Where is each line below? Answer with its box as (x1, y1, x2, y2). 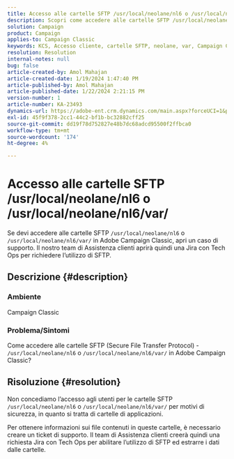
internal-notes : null (7, 56, 70, 63)
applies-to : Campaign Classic (7, 36, 95, 43)
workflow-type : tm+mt (7, 127, 70, 134)
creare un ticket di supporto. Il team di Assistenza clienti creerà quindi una (7, 430, 221, 439)
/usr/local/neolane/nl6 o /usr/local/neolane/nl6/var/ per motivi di (7, 402, 205, 410)
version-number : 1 (7, 95, 61, 102)
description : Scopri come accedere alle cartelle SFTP (7, 17, 170, 24)
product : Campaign (7, 29, 61, 37)
